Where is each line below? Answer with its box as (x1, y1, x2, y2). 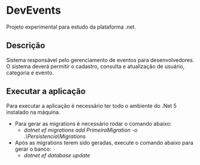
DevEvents (6, 4, 61, 17)
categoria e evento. (6, 69, 54, 76)
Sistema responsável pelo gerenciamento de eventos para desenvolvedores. (6, 56, 195, 63)
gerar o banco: (14, 145, 52, 152)
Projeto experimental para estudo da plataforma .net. (6, 23, 136, 30)
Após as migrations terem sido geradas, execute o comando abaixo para (14, 139, 194, 146)
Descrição (6, 41, 45, 51)
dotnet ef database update (23, 151, 91, 158)
